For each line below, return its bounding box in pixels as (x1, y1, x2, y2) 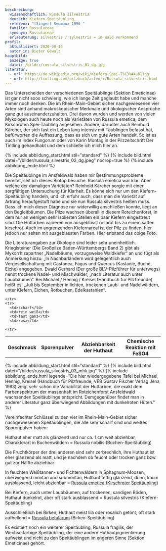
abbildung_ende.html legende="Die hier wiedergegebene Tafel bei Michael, (5, 373, 159, 379)
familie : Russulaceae (9, 26, 54, 31)
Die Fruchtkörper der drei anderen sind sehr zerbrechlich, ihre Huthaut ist (5, 449, 155, 455)
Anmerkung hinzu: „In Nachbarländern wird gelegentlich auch (5, 255, 131, 261)
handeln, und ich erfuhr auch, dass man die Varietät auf (32, 193, 145, 199)
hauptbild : (5, 53, 28, 58)
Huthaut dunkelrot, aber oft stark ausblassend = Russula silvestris (5, 495, 139, 501)
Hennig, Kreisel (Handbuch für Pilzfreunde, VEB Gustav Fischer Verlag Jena (5, 378, 160, 384)
